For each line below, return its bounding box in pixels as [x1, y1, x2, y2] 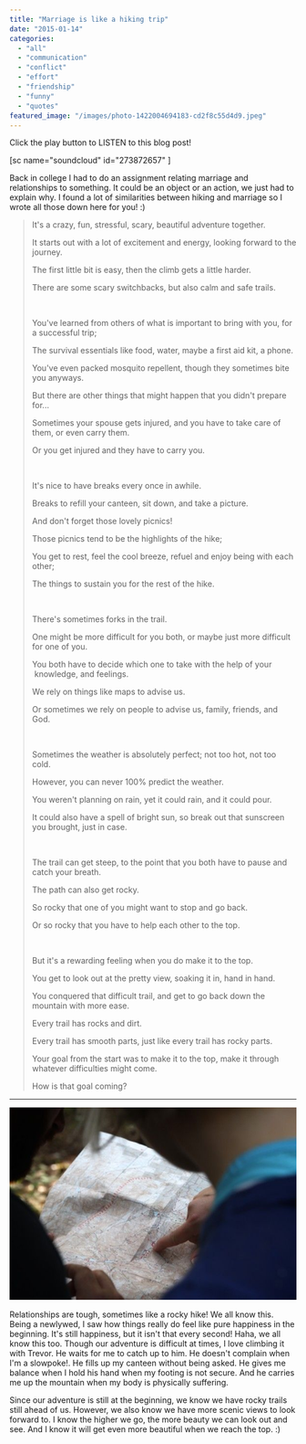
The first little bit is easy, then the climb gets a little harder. [31, 265, 252, 276]
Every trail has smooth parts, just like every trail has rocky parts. [31, 1036, 273, 1047]
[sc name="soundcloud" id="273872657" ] [9, 155, 171, 166]
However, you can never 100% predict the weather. [31, 776, 225, 787]
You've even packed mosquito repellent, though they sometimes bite [31, 363, 290, 374]
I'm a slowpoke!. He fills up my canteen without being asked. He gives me [9, 1357, 287, 1368]
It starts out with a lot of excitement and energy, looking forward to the [31, 237, 297, 248]
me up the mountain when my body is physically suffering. [9, 1376, 229, 1387]
